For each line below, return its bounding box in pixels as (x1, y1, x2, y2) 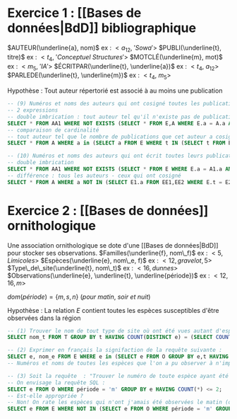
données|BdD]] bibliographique (7, 20, 196, 36)
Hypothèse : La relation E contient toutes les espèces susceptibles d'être (7, 306, 219, 314)
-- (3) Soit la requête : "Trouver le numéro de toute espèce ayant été (7, 372, 229, 379)
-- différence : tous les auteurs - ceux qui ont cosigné (7, 172, 181, 179)
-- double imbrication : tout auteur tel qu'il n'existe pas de (7, 113, 200, 120)
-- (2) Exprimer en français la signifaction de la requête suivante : (7, 347, 222, 354)
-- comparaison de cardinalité (7, 126, 99, 134)
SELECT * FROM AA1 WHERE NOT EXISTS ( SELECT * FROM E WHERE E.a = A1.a (7, 166, 222, 173)
